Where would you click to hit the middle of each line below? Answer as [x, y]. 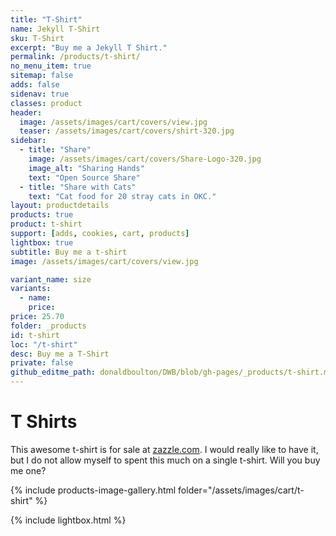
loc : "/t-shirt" [44, 344]
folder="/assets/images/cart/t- [241, 490]
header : [26, 112]
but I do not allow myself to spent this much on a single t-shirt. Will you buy [165, 460]
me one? [28, 470]
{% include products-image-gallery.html [93, 490]
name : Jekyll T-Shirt [55, 29]
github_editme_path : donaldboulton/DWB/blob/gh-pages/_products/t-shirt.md [171, 372]
